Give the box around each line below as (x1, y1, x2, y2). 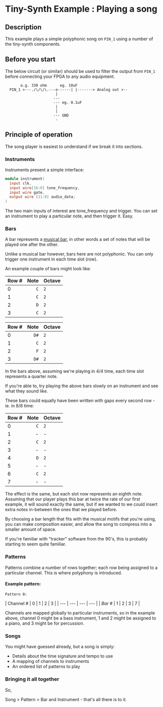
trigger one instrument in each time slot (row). (5, 256, 98, 262)
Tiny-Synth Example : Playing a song (5, 3, 158, 15)
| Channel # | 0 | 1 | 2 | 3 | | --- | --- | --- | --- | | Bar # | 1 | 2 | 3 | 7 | (5, 600, 140, 606)
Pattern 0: (5, 591, 27, 597)
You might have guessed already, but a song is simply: (5, 644, 115, 650)
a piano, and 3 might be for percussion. (5, 620, 85, 626)
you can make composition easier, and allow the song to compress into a (5, 521, 152, 527)
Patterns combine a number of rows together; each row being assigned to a (5, 565, 158, 570)
